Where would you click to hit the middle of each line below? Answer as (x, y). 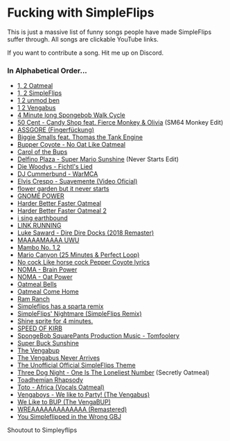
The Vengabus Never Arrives (59, 358)
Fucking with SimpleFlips (81, 13)
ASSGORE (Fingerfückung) (56, 130)
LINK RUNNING (39, 226)
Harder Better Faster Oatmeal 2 (62, 211)
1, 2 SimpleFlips (39, 93)
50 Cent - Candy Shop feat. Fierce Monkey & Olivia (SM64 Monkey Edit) (120, 123)
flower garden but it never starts (63, 189)
